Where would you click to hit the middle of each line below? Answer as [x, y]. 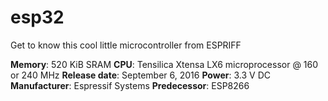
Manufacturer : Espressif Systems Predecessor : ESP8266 [130, 85]
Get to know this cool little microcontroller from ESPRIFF [126, 45]
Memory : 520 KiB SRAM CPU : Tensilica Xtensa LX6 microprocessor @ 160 [164, 64]
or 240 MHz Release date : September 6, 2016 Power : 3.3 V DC [140, 75]
